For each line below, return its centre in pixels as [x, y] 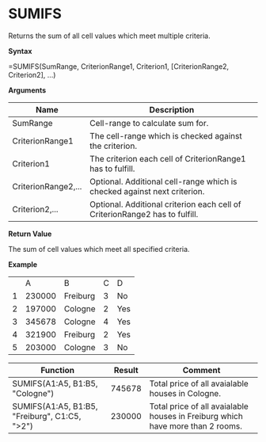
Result [126, 370]
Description [172, 109]
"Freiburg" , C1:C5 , [47, 416]
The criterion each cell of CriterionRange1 [168, 158]
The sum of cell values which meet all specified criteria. [99, 249]
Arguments [27, 90]
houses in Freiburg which [196, 416]
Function [58, 370]
